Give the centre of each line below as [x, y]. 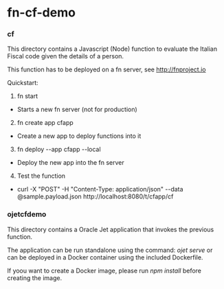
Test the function [41, 176]
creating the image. [35, 278]
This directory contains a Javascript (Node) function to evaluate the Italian [112, 49]
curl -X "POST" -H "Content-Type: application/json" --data [100, 189]
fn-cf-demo [41, 13]
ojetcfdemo [27, 214]
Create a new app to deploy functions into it [79, 136]
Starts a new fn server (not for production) [77, 109]
